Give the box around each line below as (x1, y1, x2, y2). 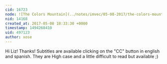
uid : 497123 (5, 30, 30, 35)
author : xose (5, 35, 32, 40)
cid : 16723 (5, 7, 28, 12)
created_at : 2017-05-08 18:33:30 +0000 (5, 21, 88, 26)
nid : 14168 (5, 16, 28, 21)
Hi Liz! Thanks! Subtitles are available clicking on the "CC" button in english (5, 48, 160, 54)
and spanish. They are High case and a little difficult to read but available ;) (5, 53, 159, 59)
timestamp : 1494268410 (5, 26, 52, 31)
